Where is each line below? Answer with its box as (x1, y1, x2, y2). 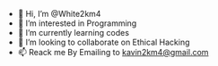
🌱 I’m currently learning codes (17, 28, 130, 37)
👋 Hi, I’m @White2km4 (17, 9, 101, 19)
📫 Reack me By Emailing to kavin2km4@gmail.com (17, 47, 209, 57)
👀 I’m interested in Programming (17, 18, 137, 29)
